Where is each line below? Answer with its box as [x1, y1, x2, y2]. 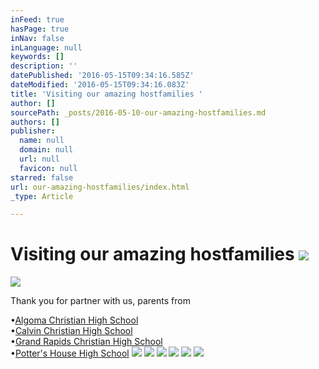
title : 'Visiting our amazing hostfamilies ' [10, 89, 203, 99]
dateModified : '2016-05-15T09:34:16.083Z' [10, 80, 190, 90]
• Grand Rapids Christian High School [10, 336, 163, 348]
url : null [19, 154, 60, 164]
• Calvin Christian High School [10, 325, 133, 337]
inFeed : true [10, 14, 65, 25]
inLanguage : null [10, 42, 83, 53]
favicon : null [19, 163, 78, 173]
